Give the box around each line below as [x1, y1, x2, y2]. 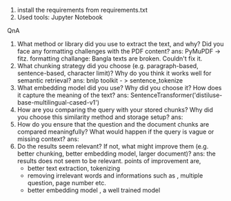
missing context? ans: [17, 135, 79, 143]
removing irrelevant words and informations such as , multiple [27, 171, 203, 180]
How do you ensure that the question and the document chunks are [17, 120, 210, 128]
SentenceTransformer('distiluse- [130, 91, 223, 99]
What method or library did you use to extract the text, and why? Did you [17, 40, 224, 47]
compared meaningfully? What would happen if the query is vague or [17, 127, 214, 136]
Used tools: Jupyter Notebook [17, 13, 103, 21]
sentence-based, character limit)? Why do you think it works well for [17, 69, 212, 77]
